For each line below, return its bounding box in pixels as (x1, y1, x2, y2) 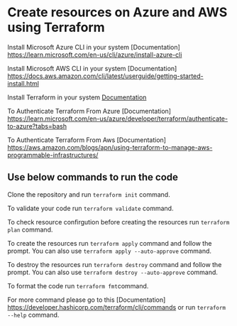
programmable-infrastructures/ (7, 151, 99, 159)
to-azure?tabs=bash (7, 121, 67, 130)
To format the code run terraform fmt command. (7, 281, 149, 290)
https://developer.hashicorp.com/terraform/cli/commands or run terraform (7, 303, 226, 311)
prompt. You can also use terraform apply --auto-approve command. (7, 246, 211, 255)
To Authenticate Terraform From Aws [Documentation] (7, 136, 167, 144)
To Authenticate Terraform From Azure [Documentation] (7, 107, 172, 115)
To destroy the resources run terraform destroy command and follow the (7, 260, 222, 268)
